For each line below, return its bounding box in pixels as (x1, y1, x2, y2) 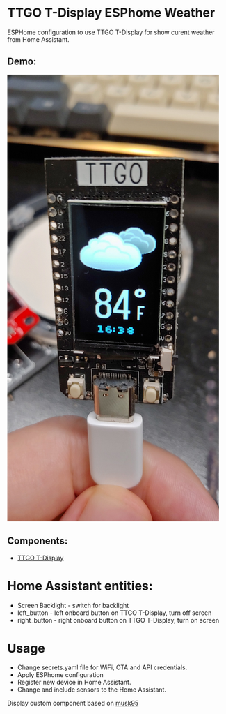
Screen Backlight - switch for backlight (17, 601, 129, 609)
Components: (7, 535, 68, 547)
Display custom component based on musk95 (7, 699, 139, 708)
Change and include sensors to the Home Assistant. (17, 685, 167, 694)
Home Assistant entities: (7, 578, 153, 594)
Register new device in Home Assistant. (17, 678, 131, 687)
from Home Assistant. (7, 35, 70, 43)
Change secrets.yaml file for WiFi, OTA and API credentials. (17, 663, 188, 671)
